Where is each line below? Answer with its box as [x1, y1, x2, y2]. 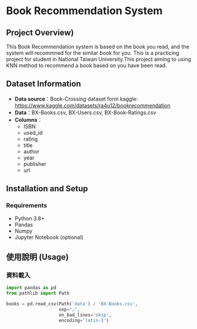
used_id [23, 129, 43, 136]
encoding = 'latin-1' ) [58, 317, 109, 323]
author [23, 148, 40, 155]
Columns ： [14, 116, 43, 123]
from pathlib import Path [6, 290, 69, 297]
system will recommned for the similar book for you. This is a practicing [6, 49, 179, 57]
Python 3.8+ [14, 215, 45, 222]
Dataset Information [6, 79, 81, 89]
